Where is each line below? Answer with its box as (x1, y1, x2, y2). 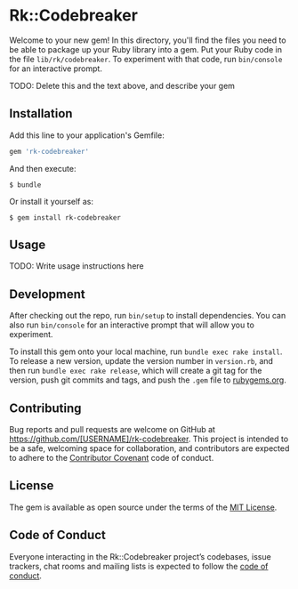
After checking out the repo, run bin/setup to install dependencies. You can (9, 311, 286, 321)
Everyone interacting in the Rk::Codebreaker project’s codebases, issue (9, 551, 271, 561)
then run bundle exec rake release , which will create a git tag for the (9, 366, 262, 376)
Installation (9, 106, 73, 121)
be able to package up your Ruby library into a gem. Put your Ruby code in (9, 44, 283, 54)
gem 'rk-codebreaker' (9, 147, 90, 156)
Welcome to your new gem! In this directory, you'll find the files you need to (9, 35, 286, 45)
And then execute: (9, 163, 77, 173)
